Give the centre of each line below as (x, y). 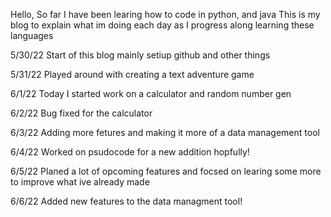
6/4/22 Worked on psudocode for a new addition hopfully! (130, 152)
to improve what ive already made (80, 182)
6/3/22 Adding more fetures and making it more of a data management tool (165, 132)
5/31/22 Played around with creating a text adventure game (132, 74)
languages (32, 35)
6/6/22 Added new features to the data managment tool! (126, 201)
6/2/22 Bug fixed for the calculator (81, 113)
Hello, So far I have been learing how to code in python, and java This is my (165, 14)
